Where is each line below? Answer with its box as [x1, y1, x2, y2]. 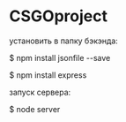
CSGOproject [9, 6, 108, 27]
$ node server [9, 103, 61, 114]
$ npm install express [9, 69, 87, 80]
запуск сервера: [9, 87, 71, 97]
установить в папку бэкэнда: [9, 35, 119, 46]
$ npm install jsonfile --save [9, 52, 111, 63]
